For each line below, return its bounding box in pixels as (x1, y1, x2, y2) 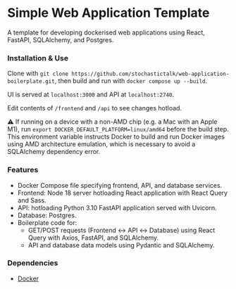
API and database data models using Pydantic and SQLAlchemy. (27, 240, 215, 249)
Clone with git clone (7, 69, 69, 78)
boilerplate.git (7, 78, 55, 85)
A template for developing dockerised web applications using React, (7, 28, 206, 37)
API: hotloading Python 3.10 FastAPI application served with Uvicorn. (17, 203, 217, 212)
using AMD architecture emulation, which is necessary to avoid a (7, 140, 196, 148)
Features (7, 165, 39, 175)
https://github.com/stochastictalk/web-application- (71, 70, 230, 78)
